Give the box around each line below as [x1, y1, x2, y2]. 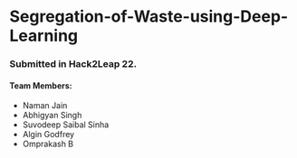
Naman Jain [22, 100, 68, 111]
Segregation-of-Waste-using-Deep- [9, 6, 289, 27]
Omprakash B [22, 138, 74, 150]
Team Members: [9, 79, 72, 91]
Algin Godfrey [22, 129, 75, 140]
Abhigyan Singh [22, 110, 82, 121]
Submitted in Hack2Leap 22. [9, 58, 138, 70]
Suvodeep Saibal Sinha [22, 119, 110, 130]
